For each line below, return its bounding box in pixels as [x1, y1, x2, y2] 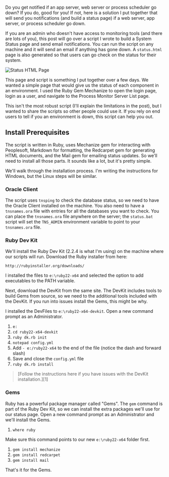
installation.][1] [17, 376, 48, 382]
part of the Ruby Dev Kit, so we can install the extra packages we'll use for [5, 406, 160, 412]
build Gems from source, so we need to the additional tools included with [5, 293, 157, 299]
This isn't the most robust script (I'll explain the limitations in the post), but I [5, 103, 162, 108]
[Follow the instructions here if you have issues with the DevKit [17, 371, 149, 377]
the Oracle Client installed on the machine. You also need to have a [5, 203, 145, 209]
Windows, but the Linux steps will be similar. [5, 173, 97, 179]
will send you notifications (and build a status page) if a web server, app [5, 15, 155, 21]
